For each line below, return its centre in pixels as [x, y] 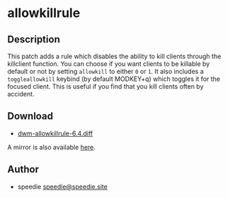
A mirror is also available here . [51, 147]
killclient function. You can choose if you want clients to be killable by [109, 64]
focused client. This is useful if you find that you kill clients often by [106, 86]
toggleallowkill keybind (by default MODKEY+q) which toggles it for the [114, 79]
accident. [21, 94]
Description [34, 39]
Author [23, 169]
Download [30, 116]
